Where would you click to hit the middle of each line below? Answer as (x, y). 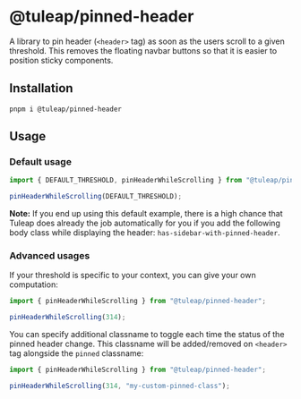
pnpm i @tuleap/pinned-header (66, 109)
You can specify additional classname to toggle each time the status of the (147, 335)
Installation (41, 88)
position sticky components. (61, 60)
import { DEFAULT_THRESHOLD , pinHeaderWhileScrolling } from (126, 181)
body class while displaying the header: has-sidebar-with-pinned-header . (145, 233)
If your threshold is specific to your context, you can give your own (133, 276)
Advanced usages (50, 256)
